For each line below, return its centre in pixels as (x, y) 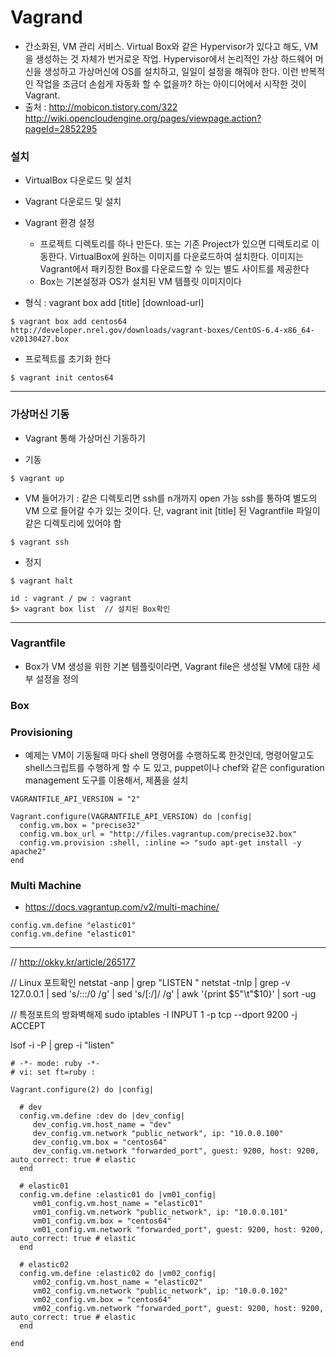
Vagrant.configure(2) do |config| (82, 1090)
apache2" (28, 852)
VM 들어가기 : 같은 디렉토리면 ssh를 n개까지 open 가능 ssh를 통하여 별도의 (171, 498)
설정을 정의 (57, 678)
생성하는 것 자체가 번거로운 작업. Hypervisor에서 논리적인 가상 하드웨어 (174, 58)
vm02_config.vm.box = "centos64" (102, 1300)
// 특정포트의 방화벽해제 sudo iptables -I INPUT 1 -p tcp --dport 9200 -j (154, 1015)
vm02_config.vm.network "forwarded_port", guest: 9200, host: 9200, (178, 1309)
